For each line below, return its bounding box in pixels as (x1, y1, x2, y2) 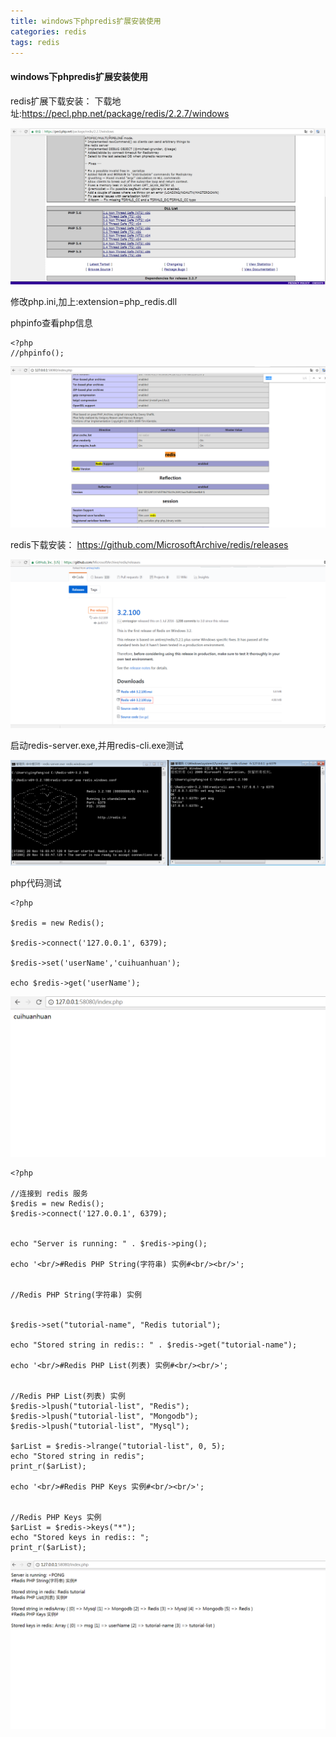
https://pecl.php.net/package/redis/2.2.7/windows (21, 107, 230, 119)
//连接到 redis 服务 (10, 1188, 88, 1199)
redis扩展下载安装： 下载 (10, 95, 113, 107)
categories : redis (10, 26, 87, 37)
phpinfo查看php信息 (10, 317, 93, 329)
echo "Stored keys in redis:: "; (10, 1532, 150, 1542)
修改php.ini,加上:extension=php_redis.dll (10, 296, 178, 308)
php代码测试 (10, 877, 62, 889)
